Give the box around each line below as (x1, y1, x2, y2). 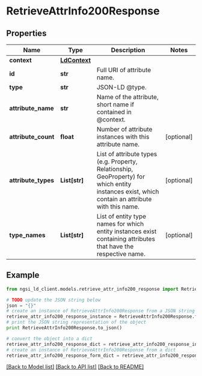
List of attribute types (96, 150, 158, 158)
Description (111, 46, 145, 54)
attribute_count (9, 133, 55, 141)
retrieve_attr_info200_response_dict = (6, 341, 106, 347)
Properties (6, 28, 47, 38)
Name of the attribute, (96, 93, 159, 101)
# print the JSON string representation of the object (6, 320, 147, 326)
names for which (96, 220, 144, 228)
